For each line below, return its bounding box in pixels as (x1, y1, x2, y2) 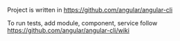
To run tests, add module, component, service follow (7, 19, 158, 27)
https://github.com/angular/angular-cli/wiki (7, 27, 130, 34)
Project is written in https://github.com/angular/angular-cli (7, 6, 173, 14)
